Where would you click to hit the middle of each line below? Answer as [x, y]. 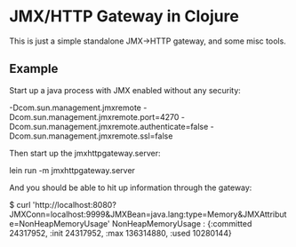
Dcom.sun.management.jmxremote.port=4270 [94, 116]
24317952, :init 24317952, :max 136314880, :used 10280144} [121, 233]
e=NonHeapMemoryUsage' [60, 223]
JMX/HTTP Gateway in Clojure [124, 16]
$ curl [20, 204]
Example [34, 69]
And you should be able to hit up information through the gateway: [131, 187]
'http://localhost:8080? [75, 204]
